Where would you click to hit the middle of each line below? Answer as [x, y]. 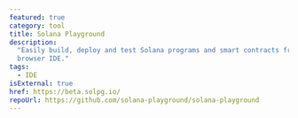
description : [33, 42]
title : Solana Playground [57, 34]
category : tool [37, 26]
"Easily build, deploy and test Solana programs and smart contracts [148, 51]
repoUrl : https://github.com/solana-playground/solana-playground [134, 100]
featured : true [37, 17]
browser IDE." [43, 59]
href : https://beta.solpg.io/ [65, 91]
